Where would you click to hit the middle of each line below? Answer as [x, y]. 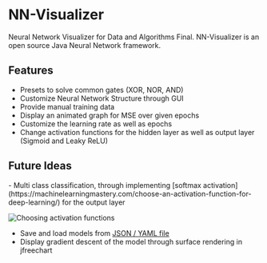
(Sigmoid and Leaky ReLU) [64, 141]
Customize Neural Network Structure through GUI [102, 98]
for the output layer [94, 202]
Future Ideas [40, 166]
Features [31, 71]
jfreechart [36, 250]
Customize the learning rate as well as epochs [96, 124]
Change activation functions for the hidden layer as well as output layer [137, 132]
